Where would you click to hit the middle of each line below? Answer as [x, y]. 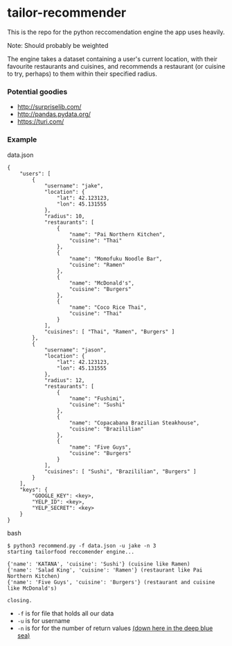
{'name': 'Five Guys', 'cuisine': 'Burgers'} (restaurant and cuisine [111, 582]
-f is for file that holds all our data [65, 613]
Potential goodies [37, 92]
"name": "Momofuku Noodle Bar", [116, 258]
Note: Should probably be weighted [58, 45]
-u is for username [44, 620]
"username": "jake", [74, 185]
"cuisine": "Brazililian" [106, 429]
